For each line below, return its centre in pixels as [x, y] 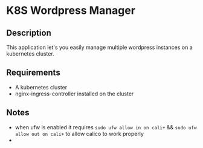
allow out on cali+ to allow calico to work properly [79, 134]
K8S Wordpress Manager [71, 11]
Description [29, 33]
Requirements [33, 73]
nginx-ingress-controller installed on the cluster [74, 94]
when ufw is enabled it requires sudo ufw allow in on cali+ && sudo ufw [106, 127]
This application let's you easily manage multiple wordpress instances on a [100, 47]
